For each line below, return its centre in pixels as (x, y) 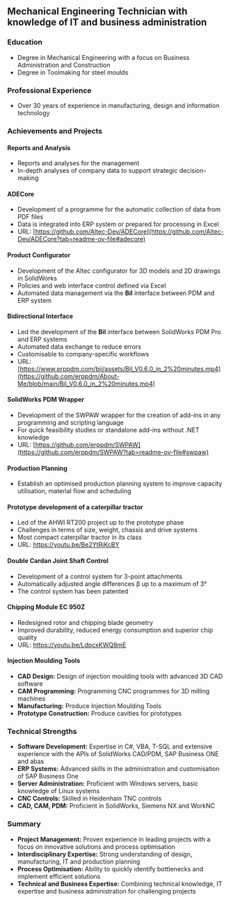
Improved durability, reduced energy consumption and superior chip (115, 630)
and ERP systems (42, 339)
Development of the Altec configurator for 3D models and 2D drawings (119, 271)
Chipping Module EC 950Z (46, 607)
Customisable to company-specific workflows (83, 354)
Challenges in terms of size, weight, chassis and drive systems (107, 530)
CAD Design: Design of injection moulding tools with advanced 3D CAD (120, 676)
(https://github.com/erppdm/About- (68, 376)
